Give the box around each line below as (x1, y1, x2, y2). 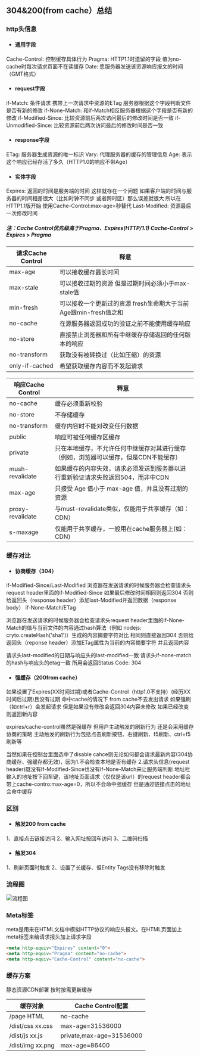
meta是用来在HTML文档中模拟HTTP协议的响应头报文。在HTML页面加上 (6, 926, 183, 933)
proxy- (9, 505, 29, 514)
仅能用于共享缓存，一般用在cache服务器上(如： (54, 525, 188, 533)
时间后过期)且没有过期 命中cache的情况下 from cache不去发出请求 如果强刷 (6, 696, 192, 703)
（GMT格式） (6, 70, 40, 77)
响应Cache (14, 381, 45, 389)
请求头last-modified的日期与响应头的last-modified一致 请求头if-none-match (6, 652, 192, 659)
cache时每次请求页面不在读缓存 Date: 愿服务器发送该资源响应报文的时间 (6, 63, 183, 70)
